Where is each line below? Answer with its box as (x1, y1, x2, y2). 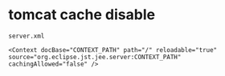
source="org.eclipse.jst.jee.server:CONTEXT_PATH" (8, 53, 182, 61)
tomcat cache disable (8, 6, 155, 24)
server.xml (8, 32, 45, 40)
